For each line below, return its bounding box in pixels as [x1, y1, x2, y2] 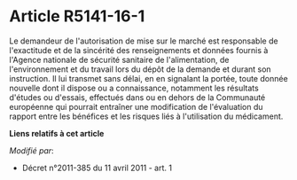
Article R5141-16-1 [9, 6, 145, 27]
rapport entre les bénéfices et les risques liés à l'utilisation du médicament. [9, 111, 284, 121]
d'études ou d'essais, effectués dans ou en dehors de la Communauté [9, 91, 266, 103]
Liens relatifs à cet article [9, 128, 105, 138]
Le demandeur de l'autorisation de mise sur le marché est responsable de [9, 35, 278, 46]
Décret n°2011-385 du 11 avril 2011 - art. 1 [21, 162, 173, 173]
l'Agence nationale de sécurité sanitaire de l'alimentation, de [9, 54, 230, 65]
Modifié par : [9, 145, 55, 156]
